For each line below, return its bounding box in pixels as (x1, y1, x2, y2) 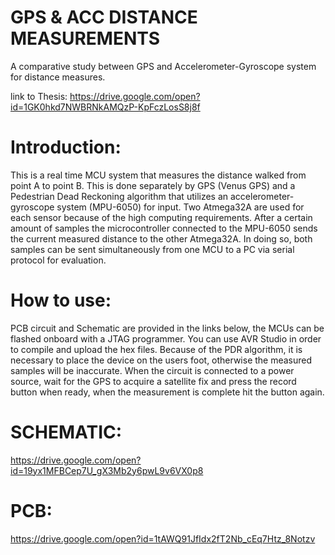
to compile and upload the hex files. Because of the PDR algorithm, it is (10, 343, 303, 355)
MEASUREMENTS (10, 27, 161, 50)
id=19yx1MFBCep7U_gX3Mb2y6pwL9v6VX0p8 (10, 464, 204, 476)
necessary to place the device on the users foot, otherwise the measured (10, 354, 313, 366)
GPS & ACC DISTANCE (10, 6, 198, 29)
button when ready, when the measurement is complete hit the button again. (10, 386, 325, 398)
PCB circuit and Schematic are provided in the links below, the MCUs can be (10, 322, 325, 334)
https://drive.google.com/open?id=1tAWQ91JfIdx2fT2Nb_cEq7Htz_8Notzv (10, 532, 316, 545)
